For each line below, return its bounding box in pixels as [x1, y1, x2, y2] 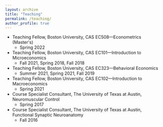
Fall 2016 [19, 117, 38, 123]
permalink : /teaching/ [5, 16, 52, 21]
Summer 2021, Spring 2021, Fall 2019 [19, 70, 95, 76]
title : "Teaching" [5, 12, 43, 17]
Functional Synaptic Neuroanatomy [12, 112, 83, 118]
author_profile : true [5, 21, 50, 26]
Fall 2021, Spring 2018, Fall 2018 [19, 60, 85, 66]
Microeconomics [12, 55, 47, 61]
